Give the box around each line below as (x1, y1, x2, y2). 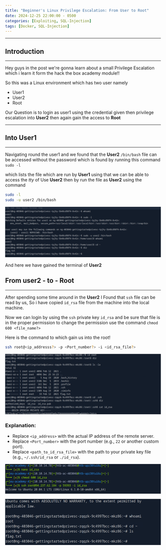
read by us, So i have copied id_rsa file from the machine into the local (5, 299, 150, 305)
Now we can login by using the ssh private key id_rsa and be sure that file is (5, 314, 161, 320)
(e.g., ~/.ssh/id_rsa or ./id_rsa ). (12, 454, 81, 460)
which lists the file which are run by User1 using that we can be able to (5, 171, 149, 178)
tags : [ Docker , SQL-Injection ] (5, 24, 70, 29)
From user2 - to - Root (5, 276, 74, 285)
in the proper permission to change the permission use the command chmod (5, 320, 158, 325)
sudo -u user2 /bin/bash (5, 197, 56, 202)
